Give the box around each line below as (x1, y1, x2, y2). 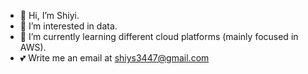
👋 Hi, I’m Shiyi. (19, 10, 80, 21)
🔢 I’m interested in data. (19, 20, 118, 32)
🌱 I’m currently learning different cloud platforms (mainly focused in (19, 31, 299, 42)
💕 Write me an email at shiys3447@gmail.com (19, 52, 210, 64)
